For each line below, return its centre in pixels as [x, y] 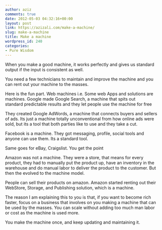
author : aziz [18, 10]
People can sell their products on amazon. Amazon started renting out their [81, 182]
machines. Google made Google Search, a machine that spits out [70, 99]
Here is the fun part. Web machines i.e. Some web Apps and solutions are [79, 94]
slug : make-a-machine [27, 32]
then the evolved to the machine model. [45, 173]
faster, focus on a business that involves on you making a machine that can [81, 202]
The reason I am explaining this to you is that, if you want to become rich [78, 197]
